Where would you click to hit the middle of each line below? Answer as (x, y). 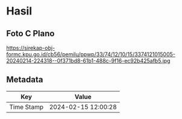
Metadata (25, 80)
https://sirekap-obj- (31, 48)
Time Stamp (27, 107)
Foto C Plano (30, 34)
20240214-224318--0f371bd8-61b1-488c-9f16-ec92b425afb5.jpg (88, 61)
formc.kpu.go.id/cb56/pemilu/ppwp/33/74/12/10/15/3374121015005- (91, 54)
